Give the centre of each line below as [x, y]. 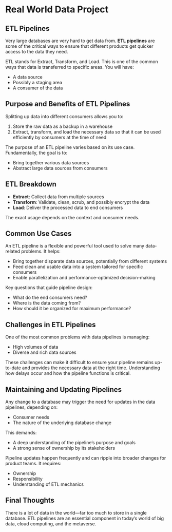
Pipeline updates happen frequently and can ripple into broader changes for [86, 458]
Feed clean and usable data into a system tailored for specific [78, 267]
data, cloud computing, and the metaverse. [51, 524]
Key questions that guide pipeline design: [49, 288]
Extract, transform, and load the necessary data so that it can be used [87, 131]
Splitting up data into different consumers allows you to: [64, 116]
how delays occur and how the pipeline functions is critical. [68, 373]
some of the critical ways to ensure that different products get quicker [79, 46]
